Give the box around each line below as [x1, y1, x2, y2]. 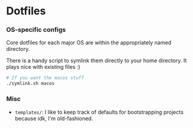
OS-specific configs [6, 26, 66, 34]
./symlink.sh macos [6, 81, 55, 87]
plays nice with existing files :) [6, 63, 81, 71]
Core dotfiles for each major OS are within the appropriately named [6, 39, 171, 46]
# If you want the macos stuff [6, 75, 84, 81]
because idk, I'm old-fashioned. [14, 115, 94, 122]
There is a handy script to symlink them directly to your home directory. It [6, 57, 187, 64]
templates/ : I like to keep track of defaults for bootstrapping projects [14, 108, 184, 115]
